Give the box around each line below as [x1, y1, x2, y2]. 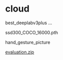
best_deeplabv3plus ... [5, 20, 52, 26]
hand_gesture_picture [5, 39, 50, 45]
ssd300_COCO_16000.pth [5, 29, 58, 35]
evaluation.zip [5, 49, 34, 55]
